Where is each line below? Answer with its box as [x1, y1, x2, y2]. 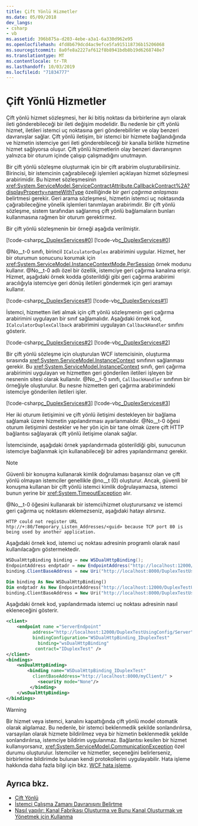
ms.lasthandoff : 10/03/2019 [6, 63, 75, 70]
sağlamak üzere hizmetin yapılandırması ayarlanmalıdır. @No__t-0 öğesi [6, 418, 180, 425]
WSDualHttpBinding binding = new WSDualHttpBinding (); [6, 557, 144, 563]
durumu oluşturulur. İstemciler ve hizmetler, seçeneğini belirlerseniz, [6, 749, 172, 756]
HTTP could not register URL [6, 519, 78, 525]
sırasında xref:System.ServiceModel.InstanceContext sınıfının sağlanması [6, 357, 184, 364]
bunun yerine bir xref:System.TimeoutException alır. [6, 489, 132, 497]
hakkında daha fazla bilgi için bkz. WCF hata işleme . [6, 762, 133, 769]
